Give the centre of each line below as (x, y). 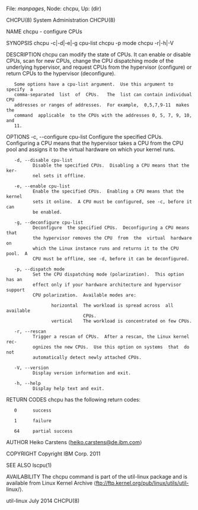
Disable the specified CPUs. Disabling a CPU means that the (111, 165)
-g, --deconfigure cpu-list (49, 222)
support (16, 290)
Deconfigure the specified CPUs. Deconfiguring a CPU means (111, 228)
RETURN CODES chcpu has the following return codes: (74, 399)
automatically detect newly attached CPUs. (87, 358)
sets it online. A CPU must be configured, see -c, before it (112, 202)
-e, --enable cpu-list (42, 186)
